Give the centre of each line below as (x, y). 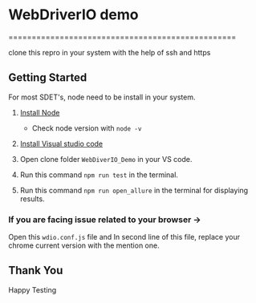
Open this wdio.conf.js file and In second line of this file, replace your (124, 237)
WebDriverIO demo (73, 15)
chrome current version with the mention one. (84, 245)
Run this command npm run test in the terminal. (99, 175)
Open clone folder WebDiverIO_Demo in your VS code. (106, 159)
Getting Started (48, 78)
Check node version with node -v (87, 128)
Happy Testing (33, 289)
